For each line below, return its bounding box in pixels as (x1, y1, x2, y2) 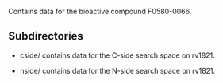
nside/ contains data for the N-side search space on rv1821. (19, 66, 216, 75)
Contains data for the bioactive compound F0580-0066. (8, 7, 192, 16)
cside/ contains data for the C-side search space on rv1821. (19, 51, 216, 60)
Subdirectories (8, 29, 83, 43)
